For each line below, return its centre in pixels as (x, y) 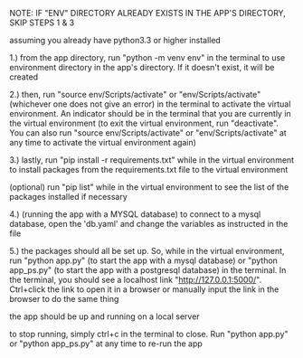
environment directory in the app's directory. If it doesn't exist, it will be (142, 67)
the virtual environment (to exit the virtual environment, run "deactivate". (144, 123)
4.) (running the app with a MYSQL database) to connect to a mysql (135, 214)
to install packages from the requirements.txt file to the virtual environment (149, 170)
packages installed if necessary (69, 197)
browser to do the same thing (64, 299)
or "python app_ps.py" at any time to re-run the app (106, 344)
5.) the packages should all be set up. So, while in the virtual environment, (147, 251)
